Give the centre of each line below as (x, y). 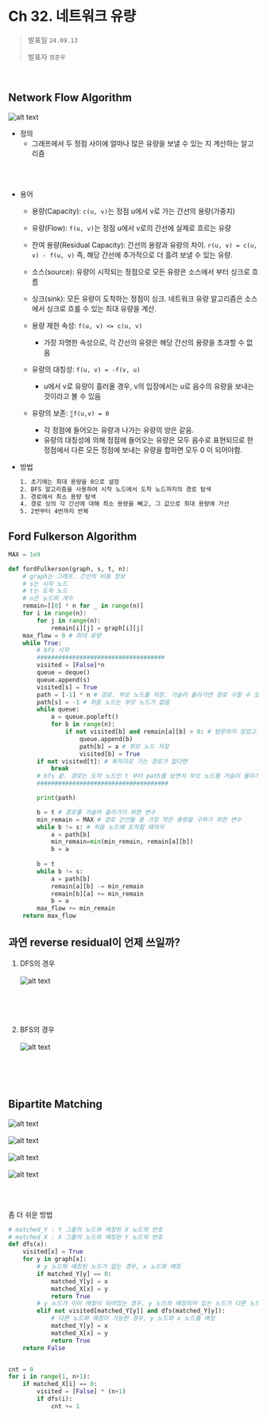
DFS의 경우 (37, 963)
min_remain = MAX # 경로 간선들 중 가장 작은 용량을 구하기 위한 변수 (139, 820)
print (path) (57, 798)
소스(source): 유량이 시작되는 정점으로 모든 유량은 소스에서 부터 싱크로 (141, 271)
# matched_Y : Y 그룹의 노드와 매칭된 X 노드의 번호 (85, 1230)
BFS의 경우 (37, 1029)
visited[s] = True (67, 687)
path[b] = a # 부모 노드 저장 (124, 746)
